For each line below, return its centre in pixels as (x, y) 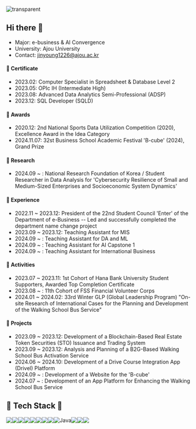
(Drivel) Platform (35, 368)
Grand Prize (29, 147)
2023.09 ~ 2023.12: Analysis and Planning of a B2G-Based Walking (97, 349)
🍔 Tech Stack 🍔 (34, 406)
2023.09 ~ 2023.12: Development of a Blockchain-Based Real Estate (98, 337)
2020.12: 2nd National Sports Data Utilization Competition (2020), (95, 128)
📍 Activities (21, 265)
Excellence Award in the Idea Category (62, 134)
